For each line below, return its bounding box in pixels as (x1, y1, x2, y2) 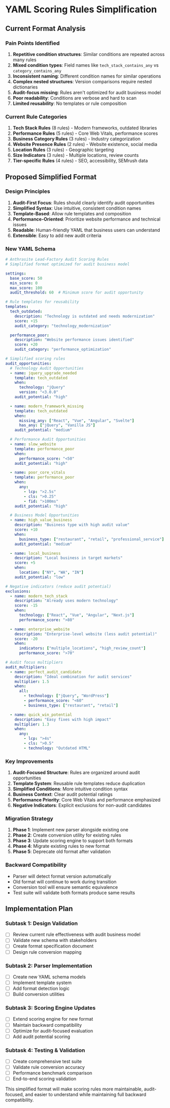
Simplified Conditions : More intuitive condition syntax (12, 786, 128, 792)
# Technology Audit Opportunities (10, 366, 84, 371)
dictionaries (12, 84, 38, 90)
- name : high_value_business (10, 518, 72, 523)
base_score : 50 (10, 276, 43, 281)
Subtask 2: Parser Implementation (5, 962, 92, 969)
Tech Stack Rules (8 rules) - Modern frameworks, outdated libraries (12, 125, 157, 131)
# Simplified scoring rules (5, 356, 66, 361)
